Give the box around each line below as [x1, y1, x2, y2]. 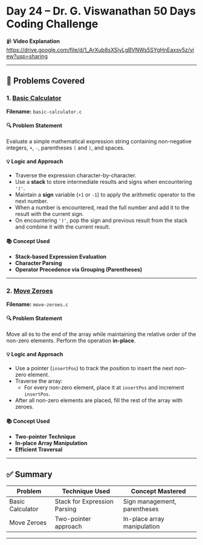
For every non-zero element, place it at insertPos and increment [24, 383, 184, 391]
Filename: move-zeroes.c [6, 301, 68, 308]
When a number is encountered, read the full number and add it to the [14, 204, 190, 211]
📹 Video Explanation [6, 38, 60, 45]
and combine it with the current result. [14, 223, 111, 230]
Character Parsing [14, 259, 62, 267]
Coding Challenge [6, 17, 98, 31]
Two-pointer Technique [14, 433, 76, 440]
